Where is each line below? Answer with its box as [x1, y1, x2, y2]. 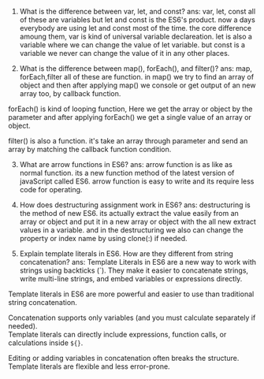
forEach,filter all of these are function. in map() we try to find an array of [19, 72, 255, 81]
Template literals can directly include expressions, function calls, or [8, 330, 227, 339]
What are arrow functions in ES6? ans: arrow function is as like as [19, 160, 232, 169]
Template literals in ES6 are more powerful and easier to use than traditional [8, 289, 255, 299]
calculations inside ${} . [8, 338, 84, 347]
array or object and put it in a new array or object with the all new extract [19, 217, 256, 226]
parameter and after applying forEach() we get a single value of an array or [8, 113, 252, 121]
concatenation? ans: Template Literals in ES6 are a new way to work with [19, 258, 257, 266]
